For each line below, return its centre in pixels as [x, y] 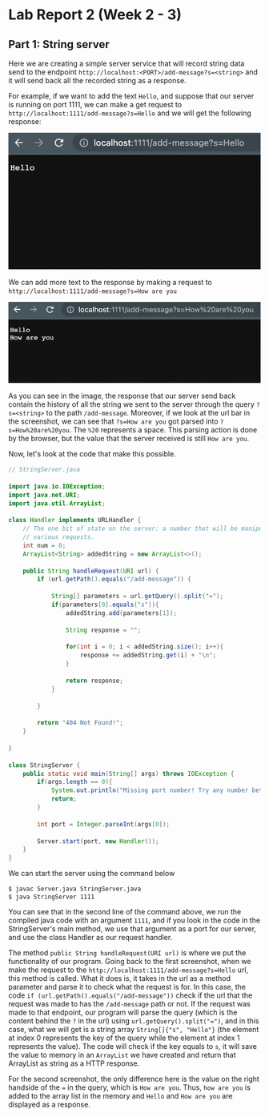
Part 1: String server [59, 44]
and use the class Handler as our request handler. [90, 938]
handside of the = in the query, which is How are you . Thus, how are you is [129, 1087]
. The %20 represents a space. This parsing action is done [163, 430]
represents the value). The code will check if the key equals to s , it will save [133, 1047]
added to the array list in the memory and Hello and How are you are [120, 1096]
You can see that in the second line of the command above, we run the [125, 912]
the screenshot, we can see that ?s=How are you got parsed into [113, 421]
